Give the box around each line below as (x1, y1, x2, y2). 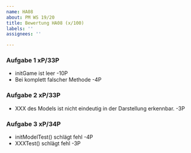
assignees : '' (6, 31, 42, 37)
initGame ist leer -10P (14, 70, 68, 77)
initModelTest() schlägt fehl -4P (14, 133, 93, 141)
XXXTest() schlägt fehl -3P (14, 140, 81, 147)
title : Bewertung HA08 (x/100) (6, 20, 84, 26)
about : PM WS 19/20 (6, 14, 55, 20)
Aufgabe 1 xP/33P (6, 56, 60, 65)
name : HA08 (6, 8, 34, 15)
